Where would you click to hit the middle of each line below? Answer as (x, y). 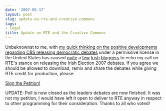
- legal (13, 28)
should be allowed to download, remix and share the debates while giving (81, 68)
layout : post (19, 14)
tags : (11, 24)
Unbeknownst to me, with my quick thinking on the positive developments (81, 47)
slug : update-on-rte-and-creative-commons (50, 19)
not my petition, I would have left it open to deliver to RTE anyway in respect (83, 98)
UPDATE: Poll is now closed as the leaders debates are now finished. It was (83, 93)
